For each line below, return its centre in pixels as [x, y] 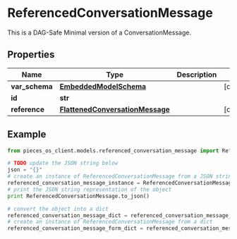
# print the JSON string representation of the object [90, 189]
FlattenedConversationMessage [115, 109]
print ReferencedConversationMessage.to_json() [79, 196]
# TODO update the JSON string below [63, 164]
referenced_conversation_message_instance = [74, 183]
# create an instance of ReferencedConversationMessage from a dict [110, 222]
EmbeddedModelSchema [103, 86]
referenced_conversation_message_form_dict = [75, 228]
